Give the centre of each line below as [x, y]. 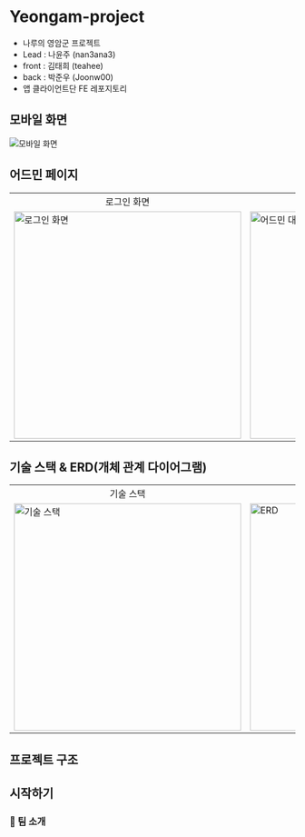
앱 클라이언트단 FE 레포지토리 [74, 88]
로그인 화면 [128, 202]
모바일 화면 [39, 120]
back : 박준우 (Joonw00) [68, 77]
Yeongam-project [77, 17]
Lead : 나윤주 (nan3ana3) [69, 54]
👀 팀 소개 [28, 822]
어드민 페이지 [44, 175]
